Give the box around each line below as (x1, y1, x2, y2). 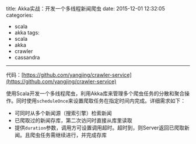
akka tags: (14, 29, 40, 36)
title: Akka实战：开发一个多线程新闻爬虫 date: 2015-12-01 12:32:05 (6, 5, 165, 12)
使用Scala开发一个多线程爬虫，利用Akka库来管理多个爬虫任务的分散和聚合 (6, 90, 185, 97)
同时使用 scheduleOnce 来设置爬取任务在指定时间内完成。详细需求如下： (16, 97, 185, 104)
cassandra (14, 54, 40, 61)
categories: (6, 12, 33, 19)
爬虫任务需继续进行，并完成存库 (30, 132, 107, 138)
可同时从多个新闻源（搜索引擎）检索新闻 (14, 110, 112, 117)
